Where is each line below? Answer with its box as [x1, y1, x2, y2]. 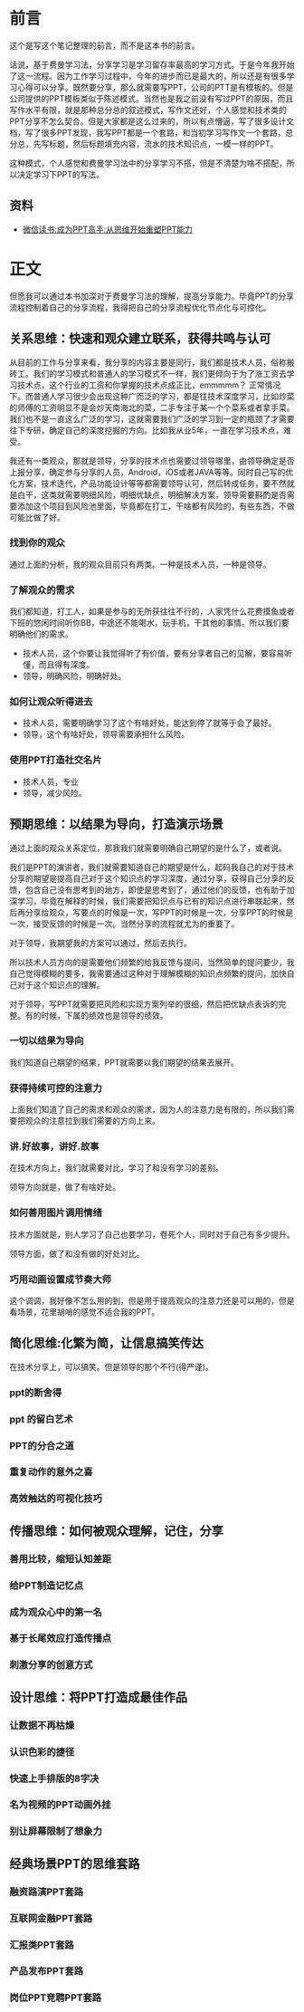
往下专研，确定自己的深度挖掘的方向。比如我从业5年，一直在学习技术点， [9, 425, 284, 436]
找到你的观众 [9, 536, 66, 549]
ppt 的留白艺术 [9, 1413, 74, 1425]
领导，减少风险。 [22, 787, 87, 798]
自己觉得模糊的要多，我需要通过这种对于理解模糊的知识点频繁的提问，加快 [9, 968, 287, 979]
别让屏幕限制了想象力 [9, 1825, 102, 1838]
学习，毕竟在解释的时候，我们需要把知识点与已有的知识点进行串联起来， [16, 896, 287, 906]
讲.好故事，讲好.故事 [9, 1140, 100, 1153]
